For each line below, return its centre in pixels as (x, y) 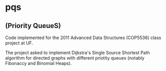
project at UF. (19, 43)
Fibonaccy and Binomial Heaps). (38, 63)
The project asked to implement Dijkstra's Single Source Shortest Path (77, 52)
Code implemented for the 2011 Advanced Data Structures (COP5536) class (83, 37)
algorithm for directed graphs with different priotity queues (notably (75, 58)
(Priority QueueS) (33, 26)
